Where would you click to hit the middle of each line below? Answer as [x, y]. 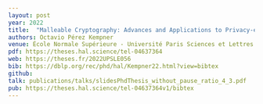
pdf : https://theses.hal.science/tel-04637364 [85, 52]
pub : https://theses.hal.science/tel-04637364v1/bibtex [101, 88]
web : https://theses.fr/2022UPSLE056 [70, 59]
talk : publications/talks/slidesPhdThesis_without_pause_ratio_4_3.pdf [127, 81]
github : [21, 74]
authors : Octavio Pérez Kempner [61, 37]
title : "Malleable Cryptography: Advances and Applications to [115, 30]
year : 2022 [26, 23]
